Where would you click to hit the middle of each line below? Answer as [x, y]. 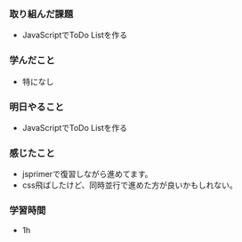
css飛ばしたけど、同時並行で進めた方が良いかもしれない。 [129, 185]
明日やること [37, 107]
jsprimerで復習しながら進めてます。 [87, 174]
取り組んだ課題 [41, 13]
